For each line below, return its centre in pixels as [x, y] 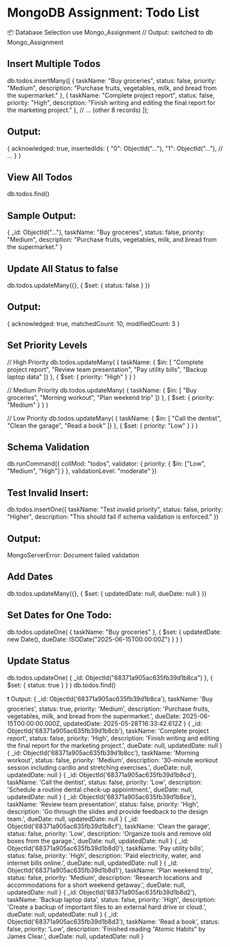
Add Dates [30, 577]
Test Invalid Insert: [48, 493]
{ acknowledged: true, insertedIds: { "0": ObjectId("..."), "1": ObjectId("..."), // [115, 148]
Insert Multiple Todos [54, 64]
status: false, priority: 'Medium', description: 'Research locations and [105, 877]
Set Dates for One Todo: [60, 615]
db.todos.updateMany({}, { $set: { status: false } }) [79, 285]
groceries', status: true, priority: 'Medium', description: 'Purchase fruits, [108, 709]
